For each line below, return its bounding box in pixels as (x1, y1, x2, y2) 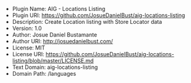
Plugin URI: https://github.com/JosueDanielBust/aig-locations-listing (12, 12, 185, 19)
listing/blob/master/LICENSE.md (12, 57, 94, 64)
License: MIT (12, 44, 45, 51)
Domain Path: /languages (12, 70, 77, 77)
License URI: (12, 51, 45, 57)
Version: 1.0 (12, 24, 42, 32)
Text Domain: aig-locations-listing (12, 63, 98, 71)
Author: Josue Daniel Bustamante (12, 31, 97, 38)
